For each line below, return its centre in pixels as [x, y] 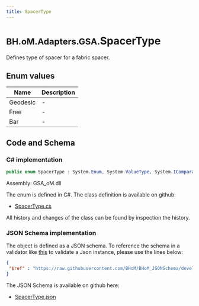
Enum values [31, 75]
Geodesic [23, 102]
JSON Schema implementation [51, 233]
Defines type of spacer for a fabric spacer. [58, 57]
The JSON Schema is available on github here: [63, 285]
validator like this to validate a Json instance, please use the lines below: [95, 252]
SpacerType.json [35, 297]
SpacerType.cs [33, 206]
